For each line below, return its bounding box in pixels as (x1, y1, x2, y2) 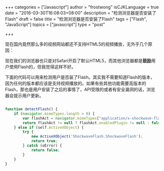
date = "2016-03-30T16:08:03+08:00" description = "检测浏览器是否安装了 (5, 10, 157, 16)
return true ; (31, 139, 58, 144)
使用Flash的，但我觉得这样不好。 (9, 64, 76, 70)
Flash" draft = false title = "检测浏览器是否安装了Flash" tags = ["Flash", (5, 16, 147, 22)
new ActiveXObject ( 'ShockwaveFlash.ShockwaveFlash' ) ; (31, 134, 143, 139)
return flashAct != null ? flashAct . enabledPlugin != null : (22, 120, 150, 125)
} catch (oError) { (22, 143, 62, 148)
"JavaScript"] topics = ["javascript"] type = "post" (5, 22, 105, 27)
